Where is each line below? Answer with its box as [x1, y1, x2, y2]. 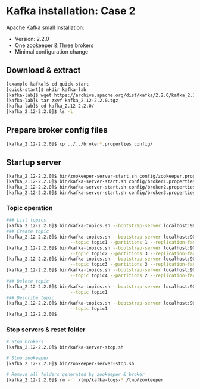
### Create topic [6, 228, 49, 234]
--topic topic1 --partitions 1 [70, 239, 148, 245]
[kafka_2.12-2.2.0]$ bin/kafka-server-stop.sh [6, 344, 124, 350]
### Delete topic [6, 278, 49, 284]
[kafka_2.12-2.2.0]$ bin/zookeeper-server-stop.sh [6, 360, 135, 366]
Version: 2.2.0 [14, 35, 49, 42]
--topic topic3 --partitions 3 [70, 262, 148, 268]
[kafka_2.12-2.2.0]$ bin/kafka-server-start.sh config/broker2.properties [6, 184, 196, 190]
